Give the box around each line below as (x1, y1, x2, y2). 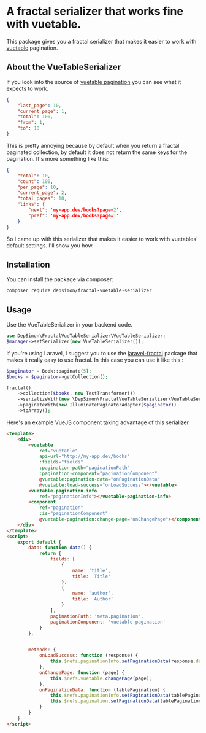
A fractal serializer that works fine (6, 4, 184, 18)
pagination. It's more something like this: (6, 155, 109, 162)
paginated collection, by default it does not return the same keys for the (6, 149, 188, 156)
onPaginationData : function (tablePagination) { (39, 686, 166, 693)
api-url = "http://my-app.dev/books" (39, 453, 131, 460)
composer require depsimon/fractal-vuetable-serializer (6, 287, 152, 294)
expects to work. (6, 85, 49, 92)
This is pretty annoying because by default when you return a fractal (6, 142, 180, 149)
